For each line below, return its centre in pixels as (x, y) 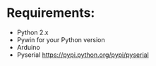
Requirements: (51, 13)
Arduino (28, 47)
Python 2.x (32, 32)
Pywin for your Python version (61, 39)
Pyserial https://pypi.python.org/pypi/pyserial (83, 55)
